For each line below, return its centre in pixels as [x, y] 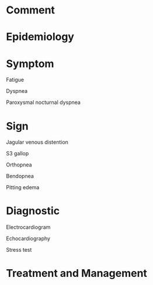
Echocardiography [28, 239]
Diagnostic [33, 211]
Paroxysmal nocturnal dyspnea [43, 102]
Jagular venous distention [37, 142]
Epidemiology [40, 37]
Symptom [30, 63]
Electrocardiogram [28, 227]
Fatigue [15, 80]
